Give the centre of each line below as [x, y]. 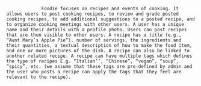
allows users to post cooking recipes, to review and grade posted [93, 14]
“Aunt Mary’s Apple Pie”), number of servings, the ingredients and [94, 40]
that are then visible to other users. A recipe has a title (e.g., [94, 35]
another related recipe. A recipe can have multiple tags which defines [99, 56]
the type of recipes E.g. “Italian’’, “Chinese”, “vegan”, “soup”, [93, 61]
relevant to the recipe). [39, 77]
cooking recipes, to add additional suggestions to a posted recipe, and [101, 19]
